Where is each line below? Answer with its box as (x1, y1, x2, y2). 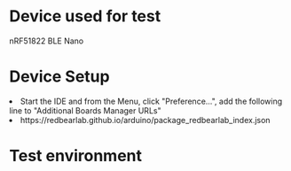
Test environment (9, 146, 142, 166)
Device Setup (9, 66, 110, 87)
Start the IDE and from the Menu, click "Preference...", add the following (20, 96, 283, 106)
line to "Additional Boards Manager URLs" (9, 105, 161, 116)
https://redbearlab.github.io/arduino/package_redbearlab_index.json (20, 114, 271, 125)
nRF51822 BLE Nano (9, 35, 84, 46)
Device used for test (9, 6, 161, 27)
